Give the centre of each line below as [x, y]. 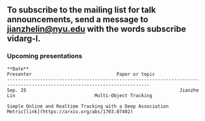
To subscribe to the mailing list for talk [81, 10]
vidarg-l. [24, 39]
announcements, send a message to [78, 20]
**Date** [18, 69]
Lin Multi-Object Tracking [80, 95]
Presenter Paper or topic [81, 74]
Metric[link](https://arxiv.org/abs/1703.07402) [70, 112]
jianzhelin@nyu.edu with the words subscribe [96, 29]
